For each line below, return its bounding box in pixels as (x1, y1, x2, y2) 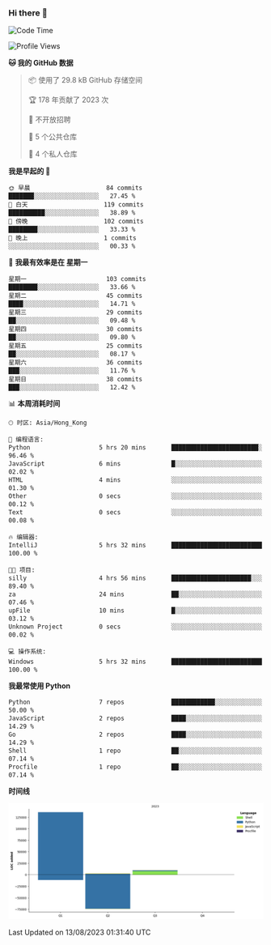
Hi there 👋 (8, 7, 49, 19)
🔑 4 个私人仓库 (28, 149, 78, 159)
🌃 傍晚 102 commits (8, 218, 144, 226)
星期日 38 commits (8, 376, 143, 384)
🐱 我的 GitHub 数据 (8, 58, 74, 68)
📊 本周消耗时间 (8, 398, 61, 408)
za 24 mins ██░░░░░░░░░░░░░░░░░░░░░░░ (8, 590, 263, 598)
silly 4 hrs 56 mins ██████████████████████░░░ (8, 574, 263, 582)
